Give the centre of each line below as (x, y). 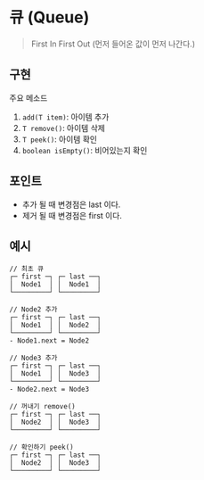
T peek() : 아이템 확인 (60, 139)
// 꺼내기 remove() (42, 407)
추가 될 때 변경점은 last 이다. (71, 204)
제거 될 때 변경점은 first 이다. (72, 215)
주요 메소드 (29, 97)
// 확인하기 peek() (41, 447)
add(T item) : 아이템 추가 (65, 117)
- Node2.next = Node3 (49, 389)
